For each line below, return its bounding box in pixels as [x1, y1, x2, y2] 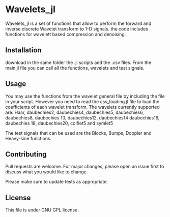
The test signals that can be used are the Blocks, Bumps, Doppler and [5, 130, 152, 136]
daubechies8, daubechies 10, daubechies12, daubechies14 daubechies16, [5, 114, 160, 120]
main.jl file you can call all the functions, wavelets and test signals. [5, 65, 145, 71]
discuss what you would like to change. [5, 169, 88, 175]
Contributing [5, 150, 47, 159]
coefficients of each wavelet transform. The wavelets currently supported [5, 104, 160, 110]
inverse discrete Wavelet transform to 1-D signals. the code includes [5, 25, 149, 32]
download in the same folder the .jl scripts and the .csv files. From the [5, 59, 152, 66]
